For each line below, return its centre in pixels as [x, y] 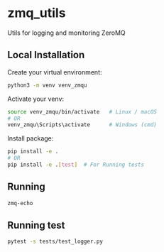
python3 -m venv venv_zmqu [47, 85]
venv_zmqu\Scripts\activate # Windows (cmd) [82, 125]
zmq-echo [20, 203]
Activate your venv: [36, 99]
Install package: [31, 138]
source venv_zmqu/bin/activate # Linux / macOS [82, 111]
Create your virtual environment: [55, 72]
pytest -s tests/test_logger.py [55, 242]
